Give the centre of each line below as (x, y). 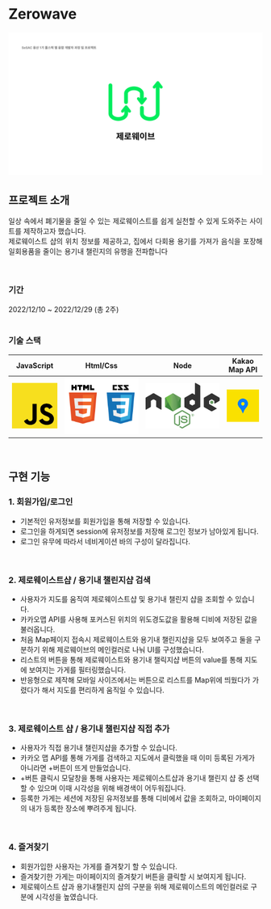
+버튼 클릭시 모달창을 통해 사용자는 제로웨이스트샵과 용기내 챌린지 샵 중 (132, 778)
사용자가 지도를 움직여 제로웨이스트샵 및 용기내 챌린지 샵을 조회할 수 (127, 598)
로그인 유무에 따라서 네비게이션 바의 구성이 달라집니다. (105, 541)
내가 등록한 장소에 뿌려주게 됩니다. (83, 809)
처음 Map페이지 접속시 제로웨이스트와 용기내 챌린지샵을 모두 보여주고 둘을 (136, 639)
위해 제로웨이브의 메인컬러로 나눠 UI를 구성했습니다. (123, 649)
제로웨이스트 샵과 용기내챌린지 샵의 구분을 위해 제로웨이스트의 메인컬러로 (134, 886)
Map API (243, 370)
